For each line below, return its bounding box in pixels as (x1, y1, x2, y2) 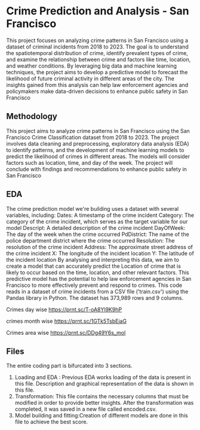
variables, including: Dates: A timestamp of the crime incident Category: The (6, 211, 195, 219)
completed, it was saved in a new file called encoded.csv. (14, 405, 157, 413)
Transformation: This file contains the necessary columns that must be (14, 393, 189, 400)
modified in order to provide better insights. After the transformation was (14, 399, 194, 407)
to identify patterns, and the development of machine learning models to (6, 146, 184, 153)
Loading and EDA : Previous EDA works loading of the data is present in (14, 374, 191, 381)
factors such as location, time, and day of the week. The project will (6, 159, 173, 166)
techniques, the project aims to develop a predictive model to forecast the (6, 68, 188, 75)
